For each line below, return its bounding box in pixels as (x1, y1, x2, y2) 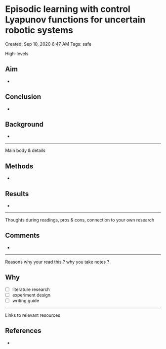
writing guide (12, 297, 40, 303)
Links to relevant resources (5, 312, 61, 318)
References (5, 327, 41, 335)
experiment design (12, 292, 51, 298)
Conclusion (5, 93, 41, 101)
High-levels (5, 51, 29, 57)
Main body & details (5, 147, 45, 153)
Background (5, 120, 43, 129)
